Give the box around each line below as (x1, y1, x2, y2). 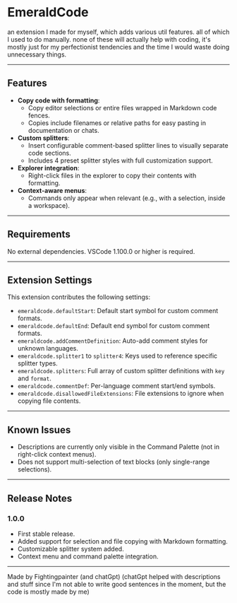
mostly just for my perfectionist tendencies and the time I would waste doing (7, 42, 230, 51)
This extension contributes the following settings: (7, 293, 150, 301)
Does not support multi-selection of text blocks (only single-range (17, 457, 210, 467)
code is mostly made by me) (7, 587, 90, 596)
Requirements (7, 228, 71, 240)
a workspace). (28, 201, 71, 209)
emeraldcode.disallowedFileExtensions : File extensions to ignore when (17, 390, 224, 398)
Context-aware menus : (17, 186, 87, 194)
